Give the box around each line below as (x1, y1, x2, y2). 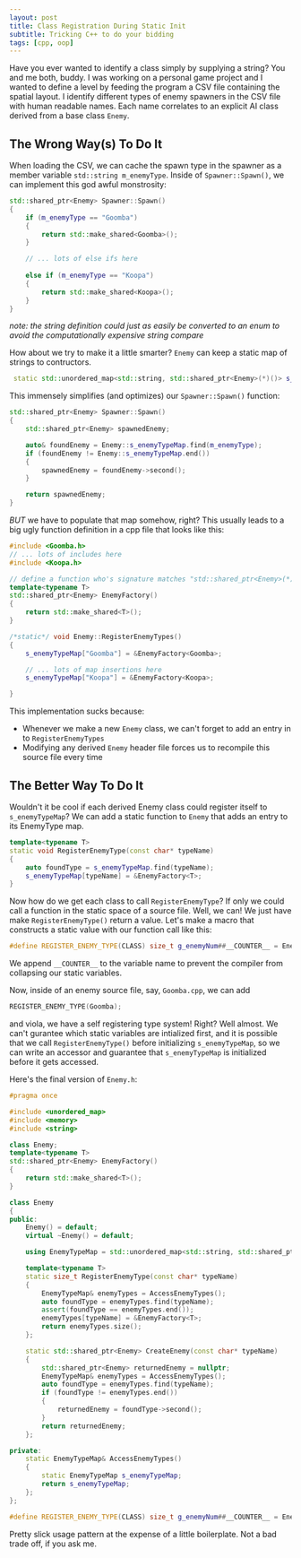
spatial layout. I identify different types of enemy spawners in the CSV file (9, 91, 281, 102)
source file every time (21, 752, 103, 763)
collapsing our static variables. (9, 967, 123, 978)
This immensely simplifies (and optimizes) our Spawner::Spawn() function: (9, 391, 280, 402)
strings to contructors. (9, 357, 92, 368)
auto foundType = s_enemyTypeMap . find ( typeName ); (25, 862, 215, 872)
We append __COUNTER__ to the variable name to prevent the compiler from (9, 958, 284, 969)
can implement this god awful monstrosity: (9, 179, 168, 190)
